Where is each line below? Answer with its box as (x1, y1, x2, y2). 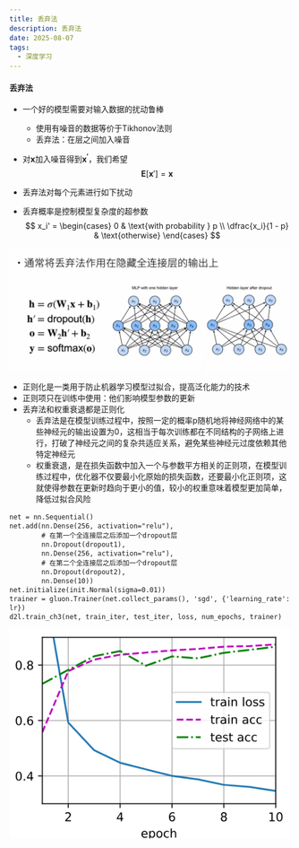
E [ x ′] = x (141, 168, 174, 179)
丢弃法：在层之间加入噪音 (35, 135, 131, 145)
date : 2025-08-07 (9, 33, 74, 42)
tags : (9, 43, 30, 52)
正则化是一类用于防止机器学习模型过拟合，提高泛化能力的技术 (21, 381, 251, 392)
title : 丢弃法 (9, 14, 58, 23)
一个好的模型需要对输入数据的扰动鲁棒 (21, 104, 164, 115)
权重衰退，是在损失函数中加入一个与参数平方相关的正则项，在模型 (35, 460, 279, 471)
